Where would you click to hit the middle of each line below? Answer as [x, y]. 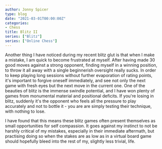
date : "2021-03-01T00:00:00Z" [36, 18]
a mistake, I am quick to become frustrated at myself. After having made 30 [80, 60]
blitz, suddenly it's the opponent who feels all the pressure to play [71, 101]
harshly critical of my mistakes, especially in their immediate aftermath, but [80, 131]
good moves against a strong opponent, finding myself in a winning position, [81, 65]
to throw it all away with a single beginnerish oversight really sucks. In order [81, 70]
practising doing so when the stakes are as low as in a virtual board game [78, 136]
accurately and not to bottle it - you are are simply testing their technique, [78, 106]
